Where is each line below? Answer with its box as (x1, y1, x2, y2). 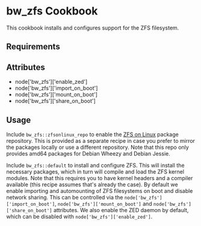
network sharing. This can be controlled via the (6, 193, 123, 201)
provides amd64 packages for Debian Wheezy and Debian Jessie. (6, 149, 170, 157)
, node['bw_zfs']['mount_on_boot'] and (54, 200, 152, 207)
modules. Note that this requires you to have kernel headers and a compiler (6, 174, 193, 181)
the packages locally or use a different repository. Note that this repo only (6, 143, 190, 151)
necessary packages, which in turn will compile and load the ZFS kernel (6, 168, 185, 175)
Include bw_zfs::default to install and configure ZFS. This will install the (6, 162, 185, 169)
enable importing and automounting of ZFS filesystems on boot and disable (6, 187, 193, 194)
